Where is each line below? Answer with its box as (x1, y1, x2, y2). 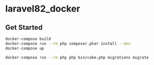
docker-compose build (5, 36, 51, 41)
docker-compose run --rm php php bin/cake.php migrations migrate (5, 55, 149, 60)
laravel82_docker (5, 3, 80, 15)
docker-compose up (5, 46, 44, 51)
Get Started (5, 23, 43, 32)
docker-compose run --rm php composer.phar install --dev (5, 41, 131, 46)
